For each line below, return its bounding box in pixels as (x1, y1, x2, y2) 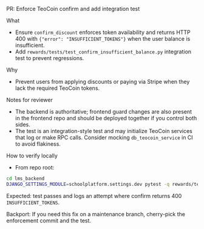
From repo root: (15, 164, 55, 171)
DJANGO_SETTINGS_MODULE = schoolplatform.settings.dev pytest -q (6, 181, 170, 187)
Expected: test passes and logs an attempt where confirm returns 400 (6, 192, 182, 199)
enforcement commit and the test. (6, 217, 92, 224)
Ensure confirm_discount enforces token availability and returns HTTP (15, 29, 191, 36)
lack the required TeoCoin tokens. (15, 84, 100, 92)
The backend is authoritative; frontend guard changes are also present (15, 108, 192, 115)
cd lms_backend (6, 176, 45, 182)
